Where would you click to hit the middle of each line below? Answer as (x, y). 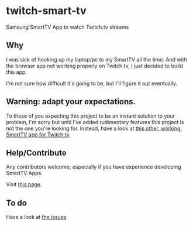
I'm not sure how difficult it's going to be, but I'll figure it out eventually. (92, 83)
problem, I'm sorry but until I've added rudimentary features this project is (95, 122)
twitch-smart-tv (46, 11)
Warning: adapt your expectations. (71, 102)
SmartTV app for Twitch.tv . (39, 134)
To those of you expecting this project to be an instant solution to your (91, 116)
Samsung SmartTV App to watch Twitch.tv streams (68, 27)
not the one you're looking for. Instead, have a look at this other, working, (94, 128)
